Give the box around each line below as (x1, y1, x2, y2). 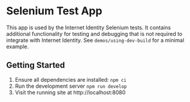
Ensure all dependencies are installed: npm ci (14, 76, 127, 83)
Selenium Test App (6, 4, 102, 18)
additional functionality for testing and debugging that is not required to (6, 30, 183, 37)
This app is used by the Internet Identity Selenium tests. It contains (6, 24, 171, 31)
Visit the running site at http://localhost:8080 (14, 88, 126, 96)
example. (6, 43, 29, 50)
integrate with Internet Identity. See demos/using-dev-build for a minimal (6, 36, 185, 44)
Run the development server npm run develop (14, 82, 127, 89)
